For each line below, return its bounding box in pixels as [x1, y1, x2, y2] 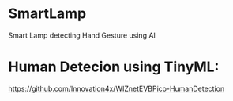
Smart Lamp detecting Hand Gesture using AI [8, 31, 156, 40]
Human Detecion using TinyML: [8, 58, 220, 76]
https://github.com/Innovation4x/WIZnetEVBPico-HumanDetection [8, 84, 225, 93]
